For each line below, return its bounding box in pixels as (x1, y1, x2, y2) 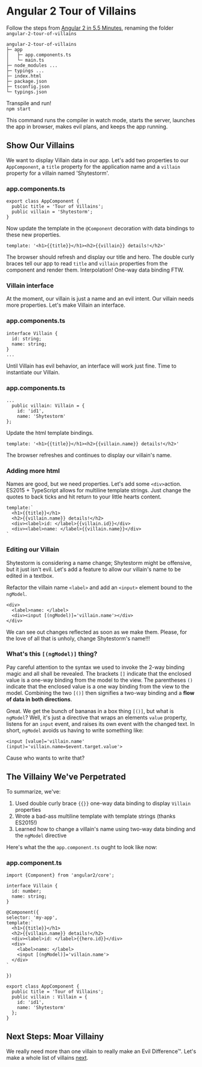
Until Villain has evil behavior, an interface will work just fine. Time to (6, 362, 177, 370)
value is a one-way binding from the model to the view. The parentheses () (6, 676, 193, 684)
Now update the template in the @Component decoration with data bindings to (6, 225, 195, 232)
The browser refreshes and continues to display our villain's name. (6, 451, 172, 458)
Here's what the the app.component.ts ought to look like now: (6, 843, 158, 850)
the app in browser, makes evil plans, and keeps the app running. (6, 123, 168, 130)
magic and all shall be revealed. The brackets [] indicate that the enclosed (6, 670, 192, 677)
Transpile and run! (6, 99, 51, 106)
